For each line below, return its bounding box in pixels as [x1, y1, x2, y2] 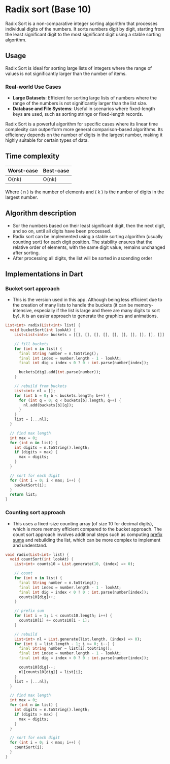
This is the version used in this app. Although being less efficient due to [12, 297, 162, 303]
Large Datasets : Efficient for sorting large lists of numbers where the [12, 95, 157, 101]
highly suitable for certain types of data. [5, 137, 89, 143]
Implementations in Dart [5, 270, 84, 278]
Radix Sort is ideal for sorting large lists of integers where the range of [5, 65, 152, 71]
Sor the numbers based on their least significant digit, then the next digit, [12, 222, 165, 228]
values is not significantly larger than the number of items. [5, 70, 127, 77]
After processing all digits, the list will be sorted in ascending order [12, 255, 153, 261]
